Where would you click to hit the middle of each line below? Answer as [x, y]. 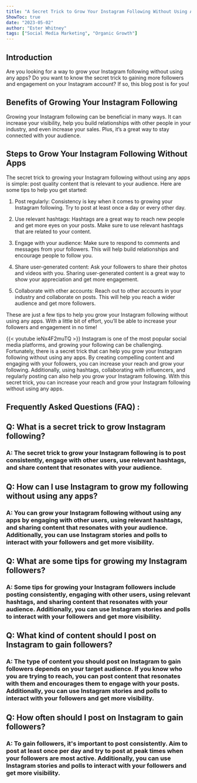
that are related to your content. [53, 231]
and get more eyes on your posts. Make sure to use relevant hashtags [99, 225]
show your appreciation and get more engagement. [77, 279]
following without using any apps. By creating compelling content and [90, 357]
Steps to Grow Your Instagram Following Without [97, 154]
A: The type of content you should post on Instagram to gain [94, 662]
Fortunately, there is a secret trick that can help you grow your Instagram [94, 351]
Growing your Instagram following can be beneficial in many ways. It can [94, 117]
